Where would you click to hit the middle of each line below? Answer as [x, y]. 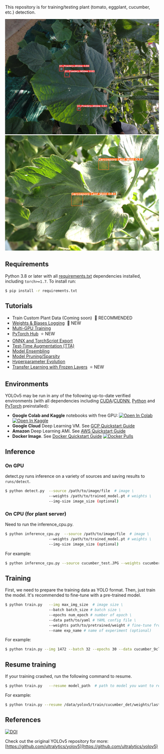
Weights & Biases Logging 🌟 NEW [47, 323]
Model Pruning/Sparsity [36, 356]
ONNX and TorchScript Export [42, 341]
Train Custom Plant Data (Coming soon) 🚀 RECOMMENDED [72, 318]
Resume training [31, 664]
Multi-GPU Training [31, 328]
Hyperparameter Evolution [39, 361]
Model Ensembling [31, 351]
